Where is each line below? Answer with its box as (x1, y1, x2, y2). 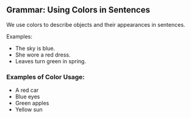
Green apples (15, 100, 49, 107)
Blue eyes (15, 93, 40, 100)
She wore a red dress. (15, 51, 71, 58)
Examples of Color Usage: (6, 72, 85, 81)
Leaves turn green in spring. (15, 57, 87, 64)
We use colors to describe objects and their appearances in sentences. (6, 21, 186, 28)
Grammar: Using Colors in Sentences (6, 5, 151, 15)
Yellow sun (15, 106, 43, 113)
